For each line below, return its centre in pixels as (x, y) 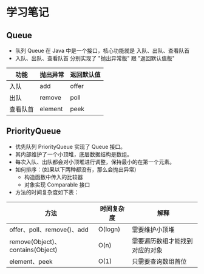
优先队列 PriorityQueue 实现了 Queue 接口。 (70, 146)
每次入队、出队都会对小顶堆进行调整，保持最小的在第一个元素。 (95, 162)
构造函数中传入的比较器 (53, 177)
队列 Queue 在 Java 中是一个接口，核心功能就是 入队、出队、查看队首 (102, 50)
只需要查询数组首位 (159, 261)
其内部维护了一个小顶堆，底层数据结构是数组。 (73, 154)
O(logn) (109, 229)
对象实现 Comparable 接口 (57, 184)
